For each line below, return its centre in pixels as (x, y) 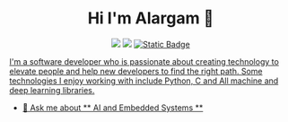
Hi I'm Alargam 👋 (151, 18)
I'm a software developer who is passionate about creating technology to (144, 61)
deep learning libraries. (52, 90)
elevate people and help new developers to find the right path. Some (136, 71)
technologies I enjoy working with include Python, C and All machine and (144, 81)
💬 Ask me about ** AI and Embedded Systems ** (113, 108)
